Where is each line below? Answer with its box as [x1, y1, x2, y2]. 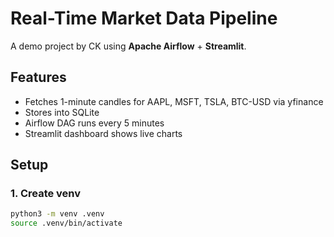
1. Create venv [10, 187, 82, 201]
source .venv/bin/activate [10, 218, 123, 229]
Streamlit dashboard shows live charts [24, 127, 183, 139]
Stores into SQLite [24, 106, 100, 118]
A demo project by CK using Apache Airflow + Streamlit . [10, 40, 247, 52]
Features [10, 69, 67, 86]
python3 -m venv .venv [10, 209, 105, 219]
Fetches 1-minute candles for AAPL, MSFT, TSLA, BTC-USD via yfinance [24, 95, 324, 107]
